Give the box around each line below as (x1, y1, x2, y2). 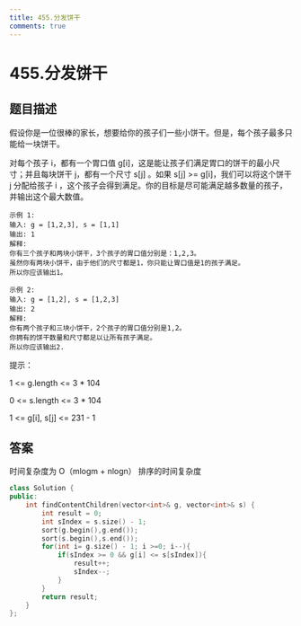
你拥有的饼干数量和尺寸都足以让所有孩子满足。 (9, 333, 157, 342)
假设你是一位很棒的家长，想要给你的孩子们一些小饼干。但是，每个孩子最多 (9, 127, 285, 137)
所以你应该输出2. (9, 342, 65, 351)
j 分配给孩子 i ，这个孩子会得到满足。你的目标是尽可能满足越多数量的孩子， (9, 180, 288, 190)
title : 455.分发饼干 (9, 13, 81, 22)
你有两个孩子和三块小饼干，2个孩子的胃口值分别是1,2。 (9, 323, 187, 332)
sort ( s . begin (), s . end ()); (41, 533, 139, 543)
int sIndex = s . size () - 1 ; (41, 517, 146, 526)
